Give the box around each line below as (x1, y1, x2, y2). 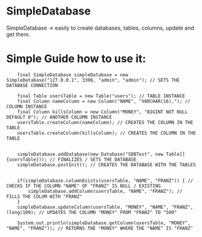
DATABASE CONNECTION (6, 82, 59, 88)
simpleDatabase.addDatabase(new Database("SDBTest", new (17, 151, 164, 157)
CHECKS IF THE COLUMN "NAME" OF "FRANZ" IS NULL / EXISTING (6, 183, 161, 189)
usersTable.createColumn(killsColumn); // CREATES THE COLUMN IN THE (17, 130, 197, 136)
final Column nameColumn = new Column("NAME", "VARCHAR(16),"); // (17, 98, 191, 104)
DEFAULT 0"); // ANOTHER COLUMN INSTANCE (6, 114, 112, 120)
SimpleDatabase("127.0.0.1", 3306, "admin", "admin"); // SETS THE (6, 77, 180, 83)
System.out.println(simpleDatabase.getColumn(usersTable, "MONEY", (17, 219, 191, 226)
